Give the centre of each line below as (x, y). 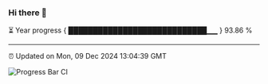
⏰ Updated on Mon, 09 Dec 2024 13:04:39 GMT (88, 56)
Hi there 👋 (28, 13)
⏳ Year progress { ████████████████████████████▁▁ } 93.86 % (130, 30)
